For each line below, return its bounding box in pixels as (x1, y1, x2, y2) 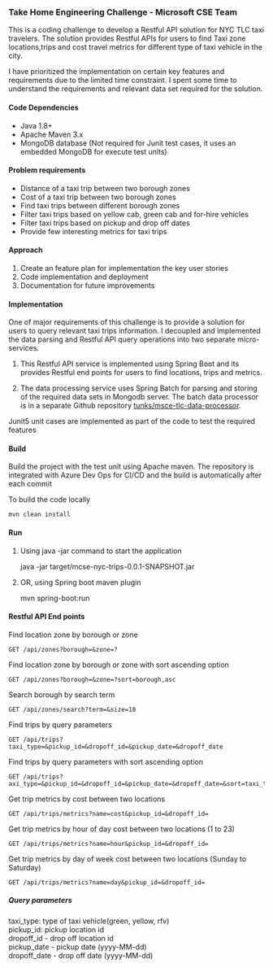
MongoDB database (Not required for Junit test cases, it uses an (19, 137, 236, 148)
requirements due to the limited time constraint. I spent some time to (8, 76, 237, 85)
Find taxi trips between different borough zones (19, 200, 180, 210)
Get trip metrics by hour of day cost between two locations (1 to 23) (8, 824, 236, 834)
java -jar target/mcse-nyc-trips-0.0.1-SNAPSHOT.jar (19, 561, 195, 571)
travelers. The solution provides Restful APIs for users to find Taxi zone (8, 33, 246, 43)
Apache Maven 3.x (19, 129, 84, 139)
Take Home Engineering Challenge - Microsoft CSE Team (8, 7, 238, 18)
